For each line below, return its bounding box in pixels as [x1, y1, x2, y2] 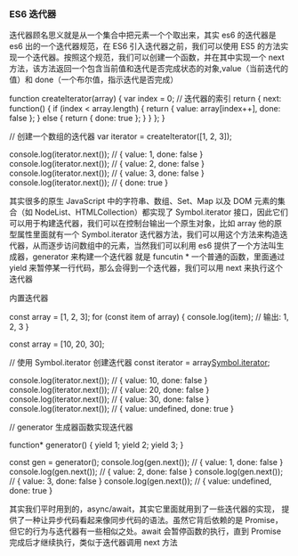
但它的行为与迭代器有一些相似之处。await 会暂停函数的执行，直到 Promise [9, 526, 282, 536]
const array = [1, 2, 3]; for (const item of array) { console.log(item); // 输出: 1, [9, 312, 289, 323]
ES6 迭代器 [9, 7, 57, 20]
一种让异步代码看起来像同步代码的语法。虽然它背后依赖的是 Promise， [24, 515, 283, 526]
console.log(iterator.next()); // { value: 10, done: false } [9, 375, 208, 386]
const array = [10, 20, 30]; [9, 339, 105, 349]
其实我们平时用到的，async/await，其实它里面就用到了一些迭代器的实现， [9, 503, 280, 514]
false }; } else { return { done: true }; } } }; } [9, 113, 165, 124]
